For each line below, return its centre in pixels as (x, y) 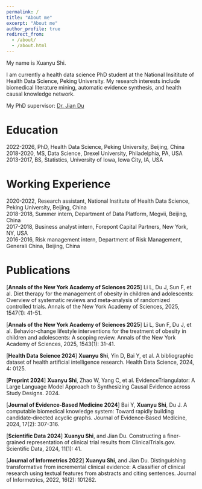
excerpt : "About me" (32, 23)
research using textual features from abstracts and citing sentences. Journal (101, 473)
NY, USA (17, 233)
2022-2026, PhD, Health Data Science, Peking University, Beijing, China (96, 146)
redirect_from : (25, 34)
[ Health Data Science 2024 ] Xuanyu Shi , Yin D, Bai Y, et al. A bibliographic (100, 355)
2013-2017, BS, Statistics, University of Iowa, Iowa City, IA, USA (85, 159)
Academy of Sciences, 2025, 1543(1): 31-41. (61, 344)
